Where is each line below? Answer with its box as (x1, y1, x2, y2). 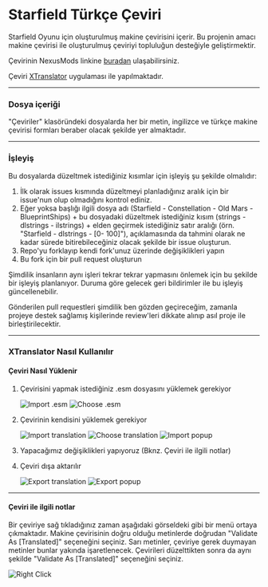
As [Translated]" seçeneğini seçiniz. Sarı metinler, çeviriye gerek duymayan (8, 537, 257, 546)
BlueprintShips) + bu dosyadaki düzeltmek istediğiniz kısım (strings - (19, 211, 246, 221)
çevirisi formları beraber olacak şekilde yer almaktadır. (8, 125, 187, 135)
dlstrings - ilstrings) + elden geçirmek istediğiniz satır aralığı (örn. (19, 220, 235, 230)
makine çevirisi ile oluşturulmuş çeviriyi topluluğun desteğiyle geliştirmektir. (8, 40, 257, 49)
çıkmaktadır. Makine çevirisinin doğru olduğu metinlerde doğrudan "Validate (8, 528, 258, 538)
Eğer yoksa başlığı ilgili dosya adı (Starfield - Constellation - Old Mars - (19, 203, 254, 213)
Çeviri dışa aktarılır (19, 461, 81, 471)
